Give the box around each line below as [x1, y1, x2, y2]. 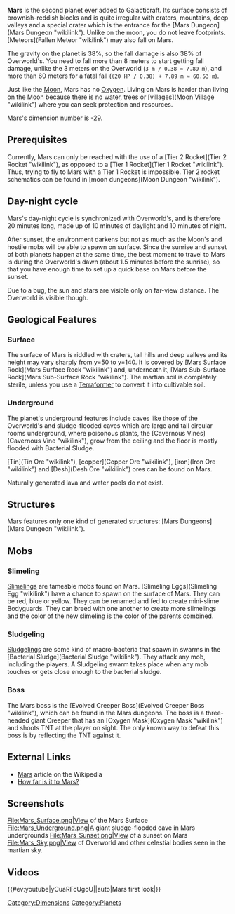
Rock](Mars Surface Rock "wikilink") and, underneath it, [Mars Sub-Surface [7, 365, 227, 374]
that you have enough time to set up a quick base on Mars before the [7, 264, 207, 273]
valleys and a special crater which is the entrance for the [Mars [7, 21, 189, 29]
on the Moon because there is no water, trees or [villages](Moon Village [7, 93, 215, 101]
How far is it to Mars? [17, 777, 79, 786]
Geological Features [7, 314, 97, 325]
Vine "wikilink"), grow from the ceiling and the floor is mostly [42, 436, 218, 445]
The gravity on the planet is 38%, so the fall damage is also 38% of [7, 49, 202, 58]
